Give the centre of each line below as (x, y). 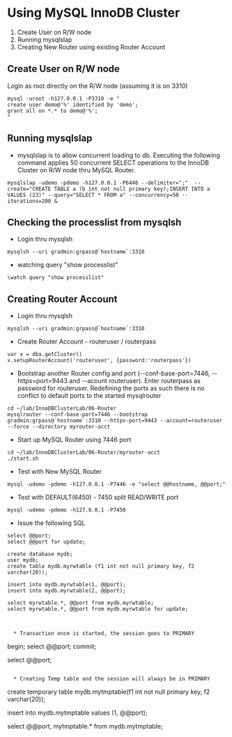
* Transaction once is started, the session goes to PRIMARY (104, 634)
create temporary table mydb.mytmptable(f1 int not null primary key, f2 (109, 692)
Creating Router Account (62, 299)
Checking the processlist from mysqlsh (94, 222)
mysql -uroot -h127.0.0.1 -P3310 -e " (63, 98)
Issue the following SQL (51, 523)
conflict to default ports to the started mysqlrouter (89, 396)
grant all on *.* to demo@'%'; (53, 111)
